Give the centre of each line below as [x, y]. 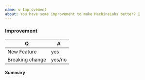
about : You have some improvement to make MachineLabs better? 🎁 [72, 14]
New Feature [22, 51]
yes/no [59, 60]
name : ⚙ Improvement [26, 9]
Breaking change [27, 60]
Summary [15, 73]
